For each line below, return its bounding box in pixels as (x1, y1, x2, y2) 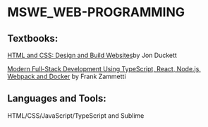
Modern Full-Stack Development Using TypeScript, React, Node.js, (7, 65, 201, 73)
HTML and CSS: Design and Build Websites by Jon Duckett (7, 51, 178, 59)
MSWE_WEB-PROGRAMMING (7, 4, 185, 20)
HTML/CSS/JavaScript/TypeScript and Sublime (7, 111, 145, 120)
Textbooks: (7, 32, 59, 44)
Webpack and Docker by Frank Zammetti (7, 72, 126, 80)
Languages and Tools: (7, 92, 107, 104)
